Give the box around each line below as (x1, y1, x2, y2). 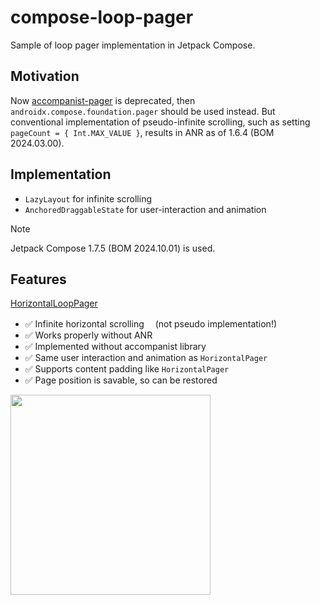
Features (10, 271, 67, 288)
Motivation (10, 68, 80, 85)
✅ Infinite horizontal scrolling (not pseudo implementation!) (24, 318, 278, 330)
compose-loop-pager (10, 6, 194, 29)
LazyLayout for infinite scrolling (24, 192, 152, 205)
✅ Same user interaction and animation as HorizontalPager (24, 352, 268, 364)
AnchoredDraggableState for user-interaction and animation (24, 203, 267, 215)
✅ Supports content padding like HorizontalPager (24, 363, 230, 375)
